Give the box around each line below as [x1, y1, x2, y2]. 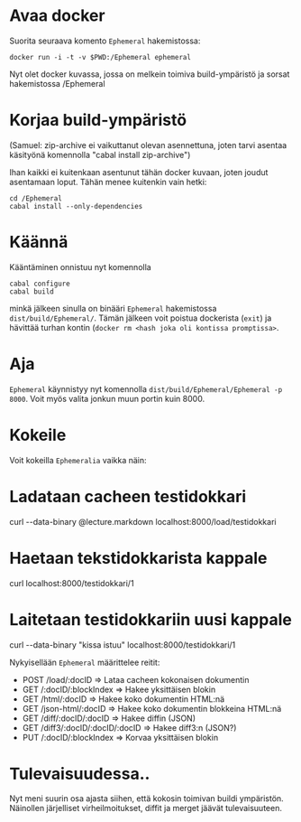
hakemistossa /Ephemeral [9, 78, 105, 89]
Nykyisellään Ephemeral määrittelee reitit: [9, 657, 160, 668]
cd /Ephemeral [9, 193, 63, 203]
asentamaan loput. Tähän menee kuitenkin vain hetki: [9, 176, 207, 187]
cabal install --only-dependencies [9, 201, 143, 210]
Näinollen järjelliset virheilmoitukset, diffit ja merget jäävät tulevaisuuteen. [9, 803, 282, 814]
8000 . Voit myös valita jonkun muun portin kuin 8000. [9, 393, 205, 404]
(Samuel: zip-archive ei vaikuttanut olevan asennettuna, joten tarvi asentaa [9, 139, 287, 150]
